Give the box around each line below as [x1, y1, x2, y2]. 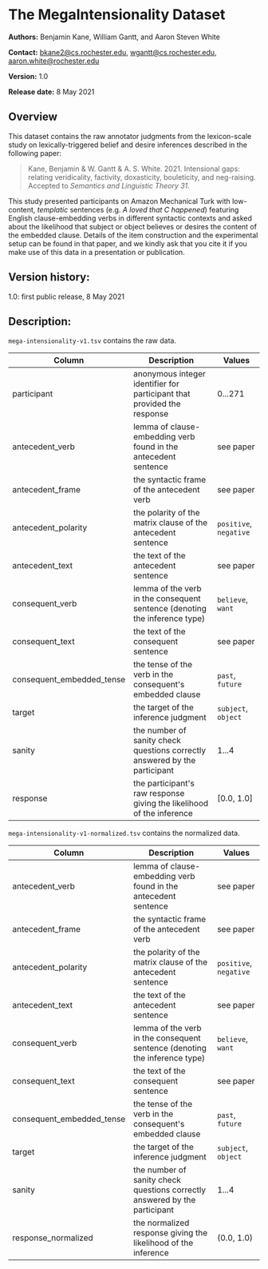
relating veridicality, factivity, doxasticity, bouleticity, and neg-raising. [27, 172, 257, 181]
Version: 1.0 [8, 71, 49, 81]
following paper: [8, 148, 62, 157]
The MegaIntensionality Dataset [8, 6, 226, 24]
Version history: [8, 270, 90, 284]
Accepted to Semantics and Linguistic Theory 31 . [27, 181, 190, 190]
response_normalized [12, 1232, 93, 1243]
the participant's [132, 778, 195, 789]
